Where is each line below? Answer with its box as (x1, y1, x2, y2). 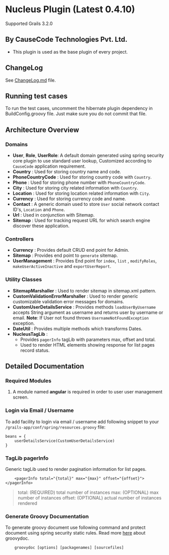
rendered (17, 500, 37, 506)
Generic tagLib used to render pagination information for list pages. (5, 466, 147, 472)
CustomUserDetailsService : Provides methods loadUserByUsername (12, 304, 156, 310)
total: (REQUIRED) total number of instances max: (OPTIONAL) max (17, 489, 159, 495)
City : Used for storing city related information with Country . (12, 185, 138, 191)
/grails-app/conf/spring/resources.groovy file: (5, 424, 106, 430)
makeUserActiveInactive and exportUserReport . (12, 263, 111, 270)
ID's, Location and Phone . (12, 206, 65, 213)
